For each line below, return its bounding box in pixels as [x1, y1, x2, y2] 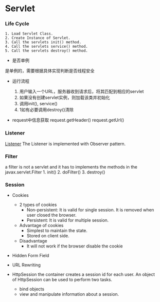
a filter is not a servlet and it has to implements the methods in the [5, 164, 138, 170]
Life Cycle [5, 20, 30, 27]
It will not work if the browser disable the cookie [26, 243, 123, 249]
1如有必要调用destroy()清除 [19, 107, 74, 113]
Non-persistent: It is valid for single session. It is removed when [26, 207, 154, 213]
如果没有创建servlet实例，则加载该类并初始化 [19, 94, 110, 100]
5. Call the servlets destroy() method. [5, 48, 89, 54]
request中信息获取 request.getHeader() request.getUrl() [12, 117, 124, 123]
